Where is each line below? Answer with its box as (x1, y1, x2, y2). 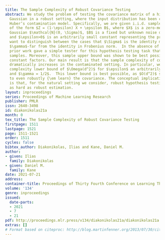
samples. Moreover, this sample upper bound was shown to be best (9, 53, 148, 58)
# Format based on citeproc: (5, 227, 65, 232)
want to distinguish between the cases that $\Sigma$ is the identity (9, 39, 157, 44)
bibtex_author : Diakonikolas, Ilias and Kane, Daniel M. (5, 145, 124, 150)
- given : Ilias (5, 154, 36, 159)
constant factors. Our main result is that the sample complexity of (9, 58, 155, 63)
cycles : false (5, 140, 34, 145)
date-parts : (9, 200, 34, 205)
